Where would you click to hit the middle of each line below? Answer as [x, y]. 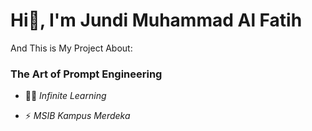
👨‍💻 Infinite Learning [65, 96]
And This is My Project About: [71, 48]
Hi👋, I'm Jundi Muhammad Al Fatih [156, 20]
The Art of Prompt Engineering [86, 74]
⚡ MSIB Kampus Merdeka [77, 116]
